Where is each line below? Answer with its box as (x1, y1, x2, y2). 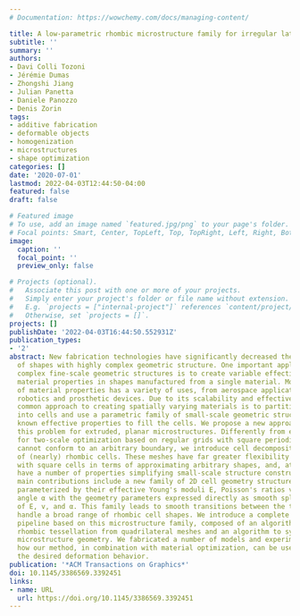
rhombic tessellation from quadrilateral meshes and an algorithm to (17, 527, 281, 536)
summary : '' (9, 46, 54, 55)
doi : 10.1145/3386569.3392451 (9, 569, 122, 578)
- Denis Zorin (9, 104, 62, 113)
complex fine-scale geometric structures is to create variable (17, 368, 262, 378)
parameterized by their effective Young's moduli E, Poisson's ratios (17, 485, 286, 494)
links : (9, 577, 34, 586)
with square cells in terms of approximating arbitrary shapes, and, (17, 460, 281, 469)
